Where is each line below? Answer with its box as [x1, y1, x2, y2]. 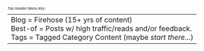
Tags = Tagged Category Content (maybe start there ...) [11, 33, 194, 42]
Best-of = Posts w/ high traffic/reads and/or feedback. [11, 24, 193, 33]
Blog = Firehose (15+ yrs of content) [11, 15, 133, 24]
